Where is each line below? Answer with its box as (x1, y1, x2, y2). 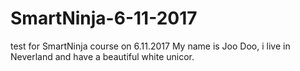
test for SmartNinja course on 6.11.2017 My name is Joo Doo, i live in (10, 40, 291, 52)
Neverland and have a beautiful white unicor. (10, 50, 195, 62)
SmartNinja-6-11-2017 (10, 7, 198, 30)
